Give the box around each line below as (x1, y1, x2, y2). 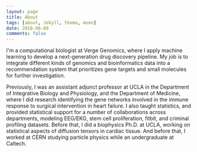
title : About (6, 14, 38, 20)
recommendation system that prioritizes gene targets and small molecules (6, 66, 187, 73)
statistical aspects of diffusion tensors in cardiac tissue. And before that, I (6, 128, 186, 135)
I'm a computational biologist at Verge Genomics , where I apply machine (6, 47, 183, 54)
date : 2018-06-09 (6, 25, 49, 31)
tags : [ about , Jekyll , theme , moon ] (6, 20, 96, 25)
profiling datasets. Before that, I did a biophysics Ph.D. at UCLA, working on (6, 121, 190, 128)
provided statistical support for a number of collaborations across (6, 109, 166, 116)
